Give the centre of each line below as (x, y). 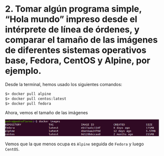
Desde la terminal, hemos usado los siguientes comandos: (64, 84)
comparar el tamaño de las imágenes (81, 40)
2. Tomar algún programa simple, (73, 9)
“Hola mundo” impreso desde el (71, 19)
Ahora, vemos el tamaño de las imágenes (47, 112)
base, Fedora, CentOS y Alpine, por (78, 61)
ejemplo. (23, 71)
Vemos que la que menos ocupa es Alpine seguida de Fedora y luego (74, 144)
